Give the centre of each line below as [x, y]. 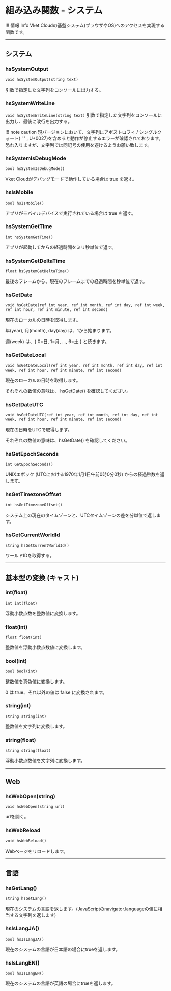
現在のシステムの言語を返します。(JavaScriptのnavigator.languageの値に [82, 909]
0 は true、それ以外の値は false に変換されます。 [56, 692]
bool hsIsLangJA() [25, 939]
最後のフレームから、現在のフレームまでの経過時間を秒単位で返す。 [76, 281]
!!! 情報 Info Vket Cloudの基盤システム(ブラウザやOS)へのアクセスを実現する [85, 25]
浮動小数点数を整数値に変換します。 [43, 613]
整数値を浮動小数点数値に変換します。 [45, 647]
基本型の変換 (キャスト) [42, 578]
